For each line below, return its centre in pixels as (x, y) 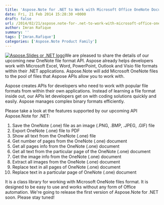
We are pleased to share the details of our (107, 55)
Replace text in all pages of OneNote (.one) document (66, 167)
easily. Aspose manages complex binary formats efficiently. (65, 101)
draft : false (18, 19)
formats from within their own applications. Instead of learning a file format (80, 91)
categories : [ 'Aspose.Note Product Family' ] (51, 42)
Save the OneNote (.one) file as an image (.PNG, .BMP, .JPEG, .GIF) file (83, 125)
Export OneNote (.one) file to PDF (46, 131)
